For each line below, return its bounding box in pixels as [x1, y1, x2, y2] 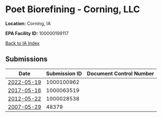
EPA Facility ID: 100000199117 [5, 30, 69, 36]
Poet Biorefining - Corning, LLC [5, 4, 141, 15]
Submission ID [45, 70, 82, 77]
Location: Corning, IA [5, 20, 51, 26]
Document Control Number [86, 70, 154, 77]
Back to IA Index [5, 40, 40, 46]
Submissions [5, 55, 48, 64]
